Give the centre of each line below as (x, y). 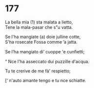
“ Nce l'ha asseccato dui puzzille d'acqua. (47, 61)
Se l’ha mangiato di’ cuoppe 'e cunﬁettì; (45, 51)
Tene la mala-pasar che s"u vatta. (39, 27)
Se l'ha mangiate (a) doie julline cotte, (43, 37)
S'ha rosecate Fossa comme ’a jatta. (41, 42)
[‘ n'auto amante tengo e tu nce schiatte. (46, 80)
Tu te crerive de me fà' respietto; (38, 71)
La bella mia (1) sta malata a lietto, (39, 22)
